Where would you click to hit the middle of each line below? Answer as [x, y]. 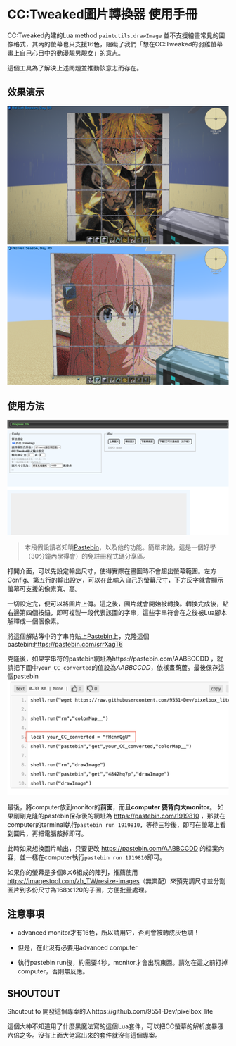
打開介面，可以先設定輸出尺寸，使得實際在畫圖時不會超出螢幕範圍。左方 [112, 571]
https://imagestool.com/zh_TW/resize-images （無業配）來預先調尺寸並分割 [117, 880]
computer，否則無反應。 [53, 971]
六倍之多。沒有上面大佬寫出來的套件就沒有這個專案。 [84, 1035]
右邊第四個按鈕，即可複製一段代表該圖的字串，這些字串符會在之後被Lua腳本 [117, 612]
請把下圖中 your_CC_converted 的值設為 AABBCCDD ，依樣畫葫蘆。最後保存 [113, 667]
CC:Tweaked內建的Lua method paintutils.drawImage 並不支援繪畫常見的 [113, 35]
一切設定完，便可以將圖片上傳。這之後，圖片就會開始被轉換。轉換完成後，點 [118, 604]
